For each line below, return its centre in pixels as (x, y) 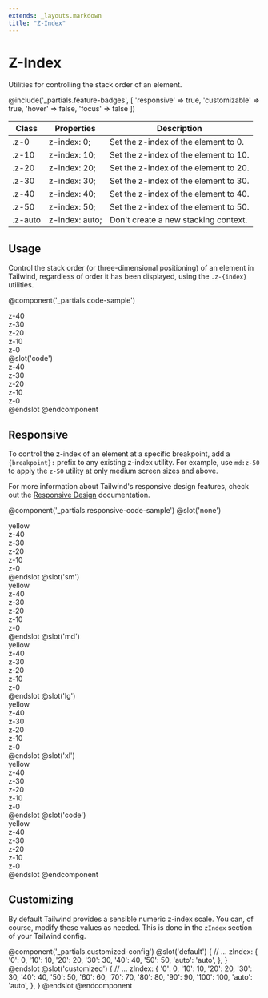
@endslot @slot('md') (44, 636)
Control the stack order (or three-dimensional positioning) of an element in (131, 268)
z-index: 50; (72, 207)
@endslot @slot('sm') (44, 577)
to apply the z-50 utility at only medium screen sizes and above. (113, 471)
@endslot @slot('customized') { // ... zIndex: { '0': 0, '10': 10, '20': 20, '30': (130, 968)
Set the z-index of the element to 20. (179, 168)
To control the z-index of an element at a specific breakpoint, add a (119, 454)
